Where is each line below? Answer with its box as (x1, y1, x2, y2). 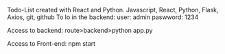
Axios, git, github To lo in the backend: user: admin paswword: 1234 (7, 13, 199, 21)
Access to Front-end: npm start (7, 40, 96, 47)
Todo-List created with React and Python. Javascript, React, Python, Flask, (7, 6, 219, 14)
